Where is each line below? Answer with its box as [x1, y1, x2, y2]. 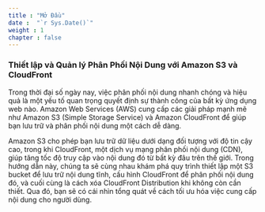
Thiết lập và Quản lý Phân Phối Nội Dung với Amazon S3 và [8, 60, 238, 71]
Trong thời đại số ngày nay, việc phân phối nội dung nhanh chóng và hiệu [8, 87, 248, 97]
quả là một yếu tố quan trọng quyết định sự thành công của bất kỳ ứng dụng [8, 95, 257, 105]
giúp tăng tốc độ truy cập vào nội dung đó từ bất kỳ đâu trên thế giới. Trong [8, 153, 255, 162]
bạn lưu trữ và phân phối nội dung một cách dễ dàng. [8, 121, 182, 130]
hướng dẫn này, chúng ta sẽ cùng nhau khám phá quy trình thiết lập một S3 [8, 161, 254, 170]
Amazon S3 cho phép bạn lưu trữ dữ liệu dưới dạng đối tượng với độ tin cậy [8, 136, 253, 146]
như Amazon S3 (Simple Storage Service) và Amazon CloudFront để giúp [8, 112, 247, 122]
